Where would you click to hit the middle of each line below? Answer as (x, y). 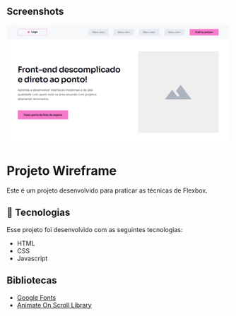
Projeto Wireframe (62, 171)
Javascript (32, 258)
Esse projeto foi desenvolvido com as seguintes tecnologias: (95, 229)
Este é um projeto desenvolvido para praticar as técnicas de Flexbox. (107, 190)
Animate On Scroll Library (54, 305)
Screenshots (35, 12)
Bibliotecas (32, 280)
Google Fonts (36, 297)
